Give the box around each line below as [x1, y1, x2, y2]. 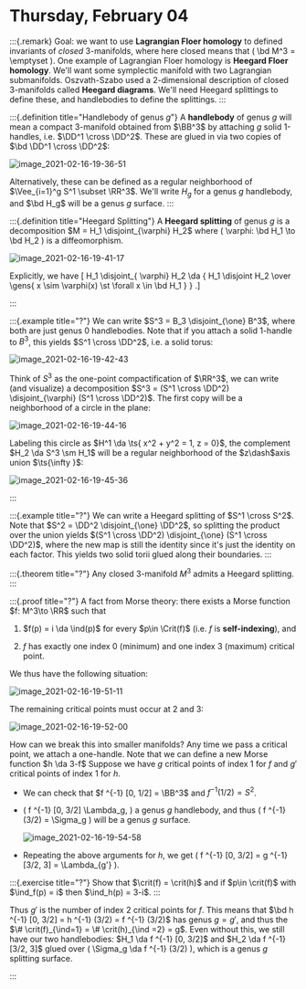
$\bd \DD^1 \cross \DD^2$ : [9, 141, 111, 152]
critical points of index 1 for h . [9, 768, 121, 779]
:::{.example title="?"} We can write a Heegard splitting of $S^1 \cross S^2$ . [9, 510, 295, 521]
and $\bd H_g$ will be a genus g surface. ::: [9, 197, 174, 208]
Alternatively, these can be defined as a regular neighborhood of [9, 175, 253, 187]
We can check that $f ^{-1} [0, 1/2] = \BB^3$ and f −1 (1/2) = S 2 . [22, 785, 258, 798]
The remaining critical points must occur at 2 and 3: [9, 703, 204, 714]
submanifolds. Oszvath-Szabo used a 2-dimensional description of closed [9, 74, 290, 85]
